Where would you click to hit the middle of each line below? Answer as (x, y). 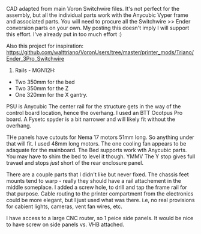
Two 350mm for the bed (45, 82)
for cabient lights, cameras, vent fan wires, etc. (64, 206)
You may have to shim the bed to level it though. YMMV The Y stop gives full (101, 156)
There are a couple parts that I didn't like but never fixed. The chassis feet (97, 174)
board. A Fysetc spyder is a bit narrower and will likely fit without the (91, 119)
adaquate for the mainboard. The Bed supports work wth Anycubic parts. (97, 150)
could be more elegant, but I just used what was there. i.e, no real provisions (100, 200)
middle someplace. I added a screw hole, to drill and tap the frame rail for (97, 187)
